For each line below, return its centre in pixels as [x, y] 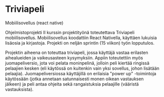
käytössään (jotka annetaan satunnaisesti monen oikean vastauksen [75, 79]
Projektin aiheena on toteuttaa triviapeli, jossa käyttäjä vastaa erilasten [77, 52]
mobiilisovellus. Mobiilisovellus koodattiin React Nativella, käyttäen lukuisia [81, 38]
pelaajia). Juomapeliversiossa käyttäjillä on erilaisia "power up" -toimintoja [81, 73]
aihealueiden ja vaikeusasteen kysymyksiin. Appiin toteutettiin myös [74, 57]
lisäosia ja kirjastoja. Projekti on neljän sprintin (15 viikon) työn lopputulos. [80, 43]
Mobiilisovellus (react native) [34, 23]
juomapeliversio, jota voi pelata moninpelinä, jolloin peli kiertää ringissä [77, 63]
